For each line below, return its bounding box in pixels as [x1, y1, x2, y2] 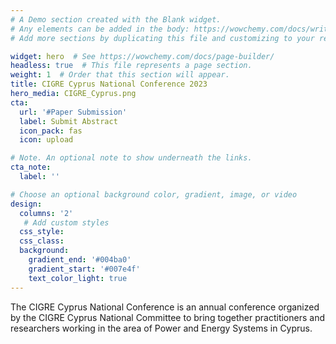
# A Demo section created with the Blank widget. [10, 14, 222, 25]
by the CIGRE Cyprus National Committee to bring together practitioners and [10, 311, 325, 323]
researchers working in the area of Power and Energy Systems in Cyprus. [10, 322, 313, 334]
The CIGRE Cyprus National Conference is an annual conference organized [10, 301, 320, 313]
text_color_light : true [28, 273, 128, 283]
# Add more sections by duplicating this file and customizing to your [10, 33, 315, 43]
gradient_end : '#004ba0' [28, 255, 132, 265]
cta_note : [10, 162, 52, 173]
